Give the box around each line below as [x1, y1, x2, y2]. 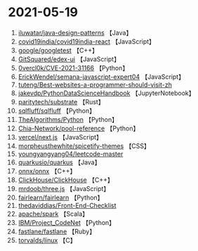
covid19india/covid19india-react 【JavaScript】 [18, 37, 155, 46]
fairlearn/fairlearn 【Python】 [18, 193, 104, 202]
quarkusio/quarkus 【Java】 [18, 158, 101, 166]
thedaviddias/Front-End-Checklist [18, 201, 117, 209]
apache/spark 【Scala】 [18, 209, 89, 218]
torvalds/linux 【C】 [18, 235, 77, 244]
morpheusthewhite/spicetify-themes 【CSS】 [18, 142, 150, 150]
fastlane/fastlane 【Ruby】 [18, 227, 96, 235]
